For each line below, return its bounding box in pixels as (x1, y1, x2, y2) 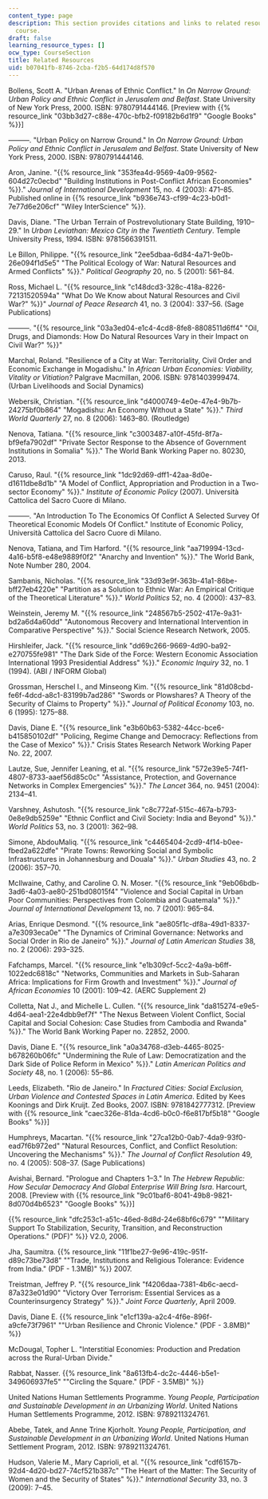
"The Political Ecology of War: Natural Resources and (61, 257, 237, 268)
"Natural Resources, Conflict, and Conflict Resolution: (61, 1141, 238, 1150)
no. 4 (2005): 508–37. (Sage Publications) (8, 1158, 146, 1167)
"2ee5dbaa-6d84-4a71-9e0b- (134, 249, 234, 259)
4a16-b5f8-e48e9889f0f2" (8, 552, 97, 561)
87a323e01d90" (8, 1288, 61, 1298)
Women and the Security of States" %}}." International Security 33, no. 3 (8, 1474, 248, 1484)
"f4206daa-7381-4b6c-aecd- (142, 1279, 239, 1289)
